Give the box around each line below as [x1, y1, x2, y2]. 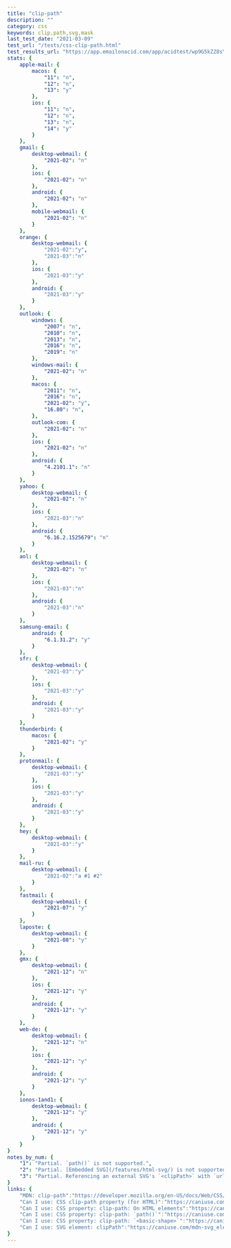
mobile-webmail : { [32, 208, 85, 215]
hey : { [19, 827, 38, 835]
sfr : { [19, 656, 38, 662]
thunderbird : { [19, 726, 63, 733]
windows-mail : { [32, 361, 78, 368]
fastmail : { [19, 891, 54, 899]
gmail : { [19, 144, 45, 151]
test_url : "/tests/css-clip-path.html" [7, 42, 122, 49]
